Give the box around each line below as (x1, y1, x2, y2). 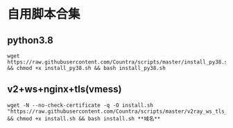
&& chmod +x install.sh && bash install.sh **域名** (7, 115, 161, 122)
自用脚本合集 (7, 6, 81, 22)
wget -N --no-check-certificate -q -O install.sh (7, 102, 154, 109)
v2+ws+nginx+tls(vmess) (7, 84, 122, 95)
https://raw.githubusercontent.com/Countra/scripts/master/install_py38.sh (7, 59, 231, 66)
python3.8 (7, 34, 53, 46)
